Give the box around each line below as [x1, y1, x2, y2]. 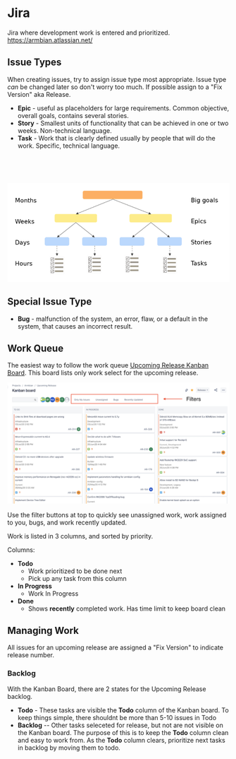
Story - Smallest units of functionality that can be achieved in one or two [17, 119, 229, 127]
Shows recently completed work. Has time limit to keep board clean [27, 604, 226, 613]
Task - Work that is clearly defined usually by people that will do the [17, 134, 216, 142]
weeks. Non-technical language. [17, 126, 112, 135]
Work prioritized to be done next [27, 567, 123, 575]
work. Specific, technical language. [17, 141, 120, 150]
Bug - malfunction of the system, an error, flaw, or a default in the [17, 314, 209, 323]
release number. [7, 651, 55, 659]
